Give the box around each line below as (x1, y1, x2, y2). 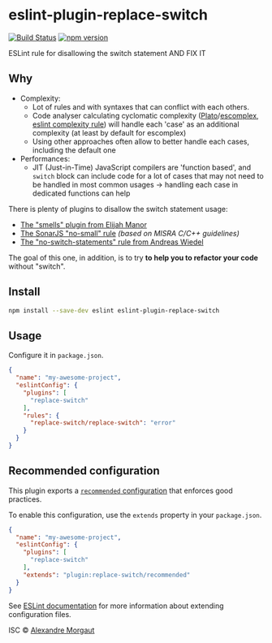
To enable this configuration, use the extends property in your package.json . (8, 510, 262, 520)
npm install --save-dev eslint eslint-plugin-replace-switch (8, 306, 220, 314)
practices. (8, 494, 42, 504)
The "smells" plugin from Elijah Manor (19, 219, 148, 229)
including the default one (32, 145, 116, 155)
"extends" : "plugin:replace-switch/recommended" (23, 571, 191, 579)
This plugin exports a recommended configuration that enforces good (8, 485, 233, 495)
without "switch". (8, 261, 66, 271)
